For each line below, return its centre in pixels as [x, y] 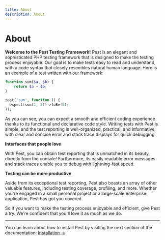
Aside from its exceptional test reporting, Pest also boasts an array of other [81, 183]
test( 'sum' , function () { [33, 100]
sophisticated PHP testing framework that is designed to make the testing [79, 58]
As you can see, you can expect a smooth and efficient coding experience [80, 119]
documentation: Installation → [35, 233]
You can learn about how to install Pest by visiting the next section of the [79, 227]
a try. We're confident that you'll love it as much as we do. [64, 213]
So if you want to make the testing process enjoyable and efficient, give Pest [82, 208]
